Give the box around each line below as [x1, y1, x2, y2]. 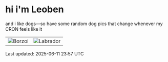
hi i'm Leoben [5, 4, 64, 15]
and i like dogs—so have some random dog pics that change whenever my [5, 20, 163, 27]
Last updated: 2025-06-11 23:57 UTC [5, 50, 84, 57]
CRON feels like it [5, 26, 43, 32]
